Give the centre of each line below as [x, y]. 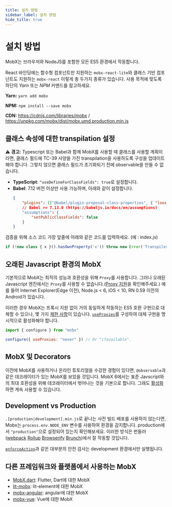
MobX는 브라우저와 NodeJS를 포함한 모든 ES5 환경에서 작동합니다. [72, 62]
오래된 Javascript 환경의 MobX [53, 264]
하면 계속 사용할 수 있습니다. [33, 389]
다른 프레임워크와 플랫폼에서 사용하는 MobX [71, 467]
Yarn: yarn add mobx [27, 96]
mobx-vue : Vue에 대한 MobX [43, 499]
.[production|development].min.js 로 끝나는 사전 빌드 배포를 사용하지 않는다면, [86, 419]
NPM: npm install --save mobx [38, 106]
